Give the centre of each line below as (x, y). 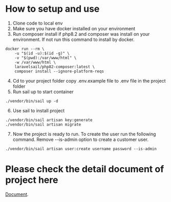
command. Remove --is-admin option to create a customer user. (81, 139)
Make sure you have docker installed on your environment (74, 28)
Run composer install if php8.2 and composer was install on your (81, 34)
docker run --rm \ (25, 49)
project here (32, 180)
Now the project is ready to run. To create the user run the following (84, 134)
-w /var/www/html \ (35, 62)
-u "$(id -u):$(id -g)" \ (42, 53)
